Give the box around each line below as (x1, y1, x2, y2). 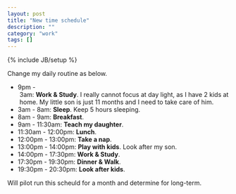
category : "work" (7, 30, 58, 37)
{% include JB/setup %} (7, 56, 77, 64)
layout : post (7, 10, 46, 18)
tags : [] (7, 37, 33, 44)
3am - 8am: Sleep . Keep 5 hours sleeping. (17, 105, 141, 114)
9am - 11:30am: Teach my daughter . (17, 120, 124, 129)
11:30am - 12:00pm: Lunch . (17, 128, 97, 136)
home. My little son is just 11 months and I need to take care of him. (19, 98, 214, 106)
